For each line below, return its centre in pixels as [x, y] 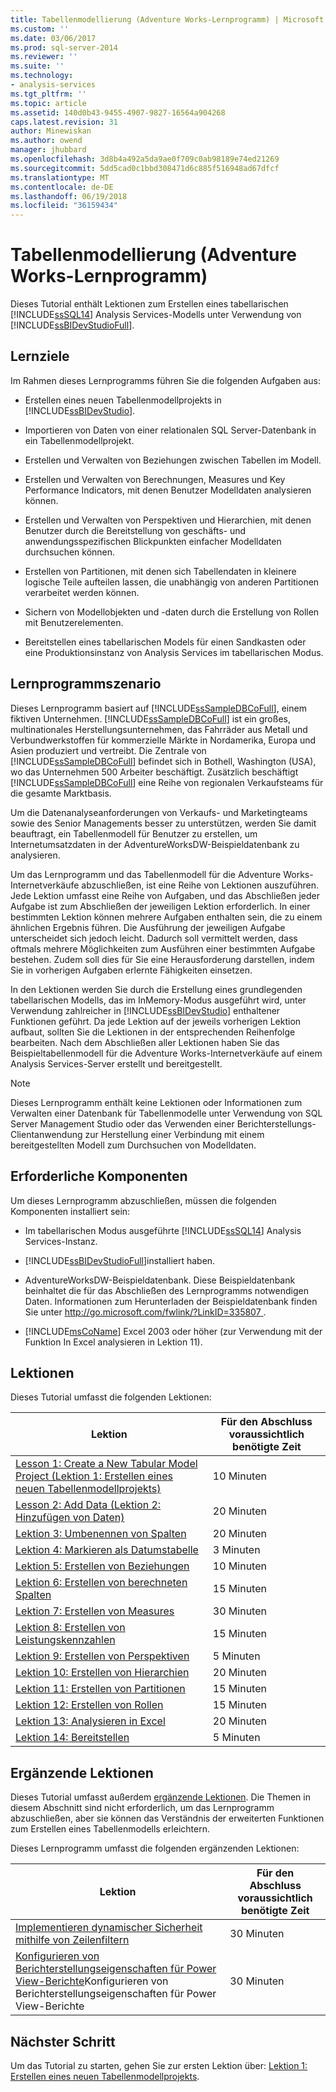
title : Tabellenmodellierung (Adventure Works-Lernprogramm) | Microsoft [167, 19]
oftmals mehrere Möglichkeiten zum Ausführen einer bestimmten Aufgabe [163, 948]
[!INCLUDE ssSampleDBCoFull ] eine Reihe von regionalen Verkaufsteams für [167, 782]
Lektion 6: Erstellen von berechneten [101, 1583]
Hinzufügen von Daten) [70, 1518]
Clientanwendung [46, 1134]
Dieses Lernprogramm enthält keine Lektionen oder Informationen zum [156, 1102]
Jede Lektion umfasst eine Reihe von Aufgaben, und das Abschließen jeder [165, 895]
